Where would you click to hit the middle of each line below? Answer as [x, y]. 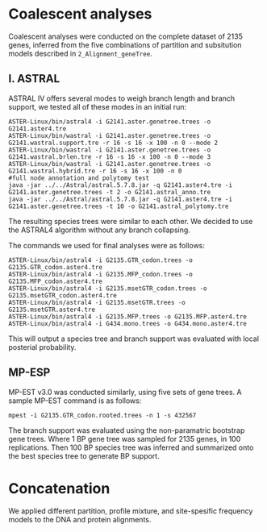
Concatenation [59, 488]
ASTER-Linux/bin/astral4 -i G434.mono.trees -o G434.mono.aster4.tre [128, 323]
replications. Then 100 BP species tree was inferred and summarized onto [131, 447]
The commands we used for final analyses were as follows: [107, 245]
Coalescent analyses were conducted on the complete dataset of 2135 [126, 36]
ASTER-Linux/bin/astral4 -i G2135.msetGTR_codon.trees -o [108, 288]
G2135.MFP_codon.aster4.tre [56, 281]
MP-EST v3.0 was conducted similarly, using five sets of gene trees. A [125, 392]
